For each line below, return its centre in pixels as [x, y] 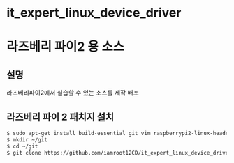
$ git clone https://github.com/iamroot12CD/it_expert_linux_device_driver [119, 153]
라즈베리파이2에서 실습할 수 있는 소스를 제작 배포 [73, 93]
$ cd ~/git [22, 146]
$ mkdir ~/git [27, 140]
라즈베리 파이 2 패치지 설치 [60, 117]
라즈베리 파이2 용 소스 [66, 47]
